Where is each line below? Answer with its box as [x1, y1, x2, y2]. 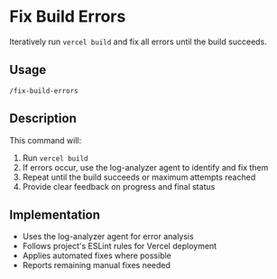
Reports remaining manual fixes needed [22, 260, 171, 271]
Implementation [9, 207, 101, 222]
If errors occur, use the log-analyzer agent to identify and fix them [22, 162, 269, 172]
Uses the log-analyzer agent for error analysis [22, 231, 194, 242]
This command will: [9, 135, 82, 145]
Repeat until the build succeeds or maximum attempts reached [22, 172, 256, 182]
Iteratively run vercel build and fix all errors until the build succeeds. [9, 36, 268, 47]
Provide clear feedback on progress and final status [22, 181, 216, 191]
